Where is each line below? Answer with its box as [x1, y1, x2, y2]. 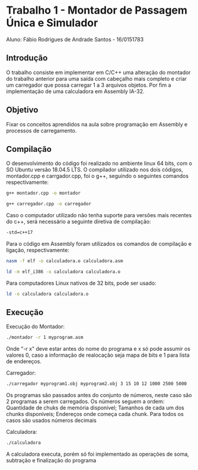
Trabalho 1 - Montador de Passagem [6, 4, 188, 17]
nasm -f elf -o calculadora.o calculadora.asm [6, 258, 123, 264]
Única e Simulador [6, 16, 98, 30]
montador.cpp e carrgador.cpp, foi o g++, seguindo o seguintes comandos [6, 173, 189, 180]
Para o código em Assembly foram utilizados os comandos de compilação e [6, 240, 191, 247]
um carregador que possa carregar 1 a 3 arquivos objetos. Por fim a [6, 81, 171, 88]
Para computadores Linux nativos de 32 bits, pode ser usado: [6, 280, 157, 287]
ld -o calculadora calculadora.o [6, 291, 89, 297]
